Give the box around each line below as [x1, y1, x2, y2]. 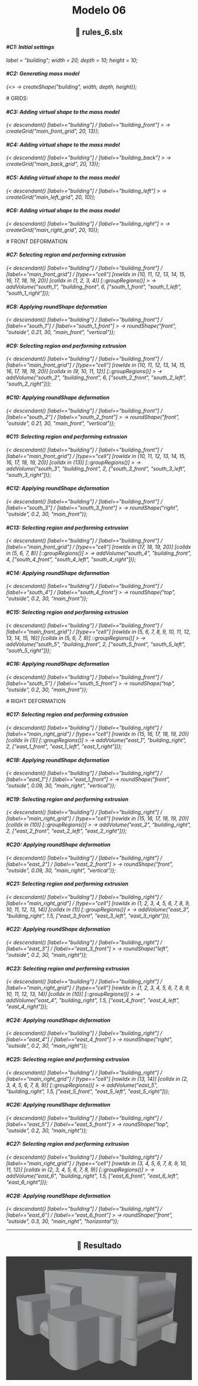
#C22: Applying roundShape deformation [6, 926, 111, 933]
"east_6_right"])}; [6, 1179, 48, 1186]
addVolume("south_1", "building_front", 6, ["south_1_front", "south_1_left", [6, 283, 181, 290]
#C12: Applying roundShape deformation [6, 485, 110, 492]
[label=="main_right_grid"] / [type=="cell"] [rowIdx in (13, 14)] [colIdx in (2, [6, 1075, 189, 1082]
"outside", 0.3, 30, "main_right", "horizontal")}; [6, 1218, 119, 1225]
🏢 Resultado [76, 1240, 122, 1250]
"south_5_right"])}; [6, 647, 51, 654]
